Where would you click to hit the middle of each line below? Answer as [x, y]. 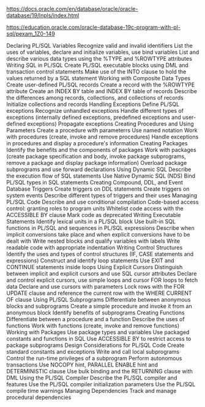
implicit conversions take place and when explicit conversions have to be [98, 234]
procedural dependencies [39, 397]
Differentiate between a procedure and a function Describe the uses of [95, 319]
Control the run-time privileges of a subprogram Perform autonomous [94, 358]
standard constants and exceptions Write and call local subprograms [93, 352]
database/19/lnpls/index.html [43, 15]
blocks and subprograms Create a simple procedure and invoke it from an [99, 306]
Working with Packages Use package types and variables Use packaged [98, 332]
